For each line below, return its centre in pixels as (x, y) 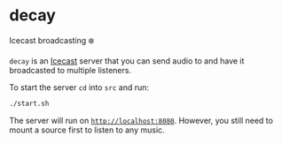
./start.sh (29, 103)
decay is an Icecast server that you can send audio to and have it (127, 61)
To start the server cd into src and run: (79, 87)
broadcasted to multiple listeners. (70, 70)
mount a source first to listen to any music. (87, 130)
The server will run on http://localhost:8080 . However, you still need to (141, 120)
